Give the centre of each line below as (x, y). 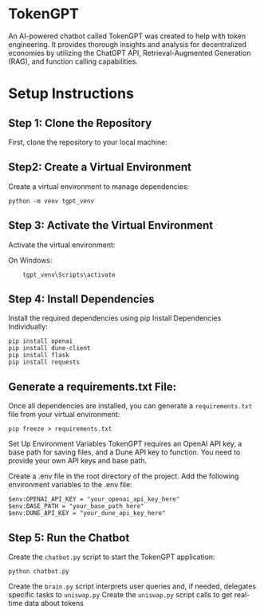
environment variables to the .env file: (71, 485)
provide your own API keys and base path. (78, 461)
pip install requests (44, 362)
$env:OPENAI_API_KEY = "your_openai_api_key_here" (94, 499)
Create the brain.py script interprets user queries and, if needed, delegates (132, 586)
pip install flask (39, 356)
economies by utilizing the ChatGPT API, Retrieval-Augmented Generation (130, 53)
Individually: (28, 327)
